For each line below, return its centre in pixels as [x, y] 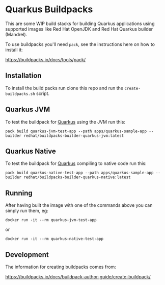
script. [43, 93]
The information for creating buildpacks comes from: [61, 267]
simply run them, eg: [27, 211]
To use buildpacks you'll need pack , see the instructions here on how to [80, 44]
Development [27, 255]
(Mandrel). [16, 34]
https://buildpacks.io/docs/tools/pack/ [45, 59]
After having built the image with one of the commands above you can [79, 205]
